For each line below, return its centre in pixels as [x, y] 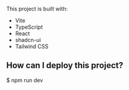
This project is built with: [37, 9]
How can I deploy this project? [65, 65]
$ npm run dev [25, 80]
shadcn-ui [28, 40]
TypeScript [29, 27]
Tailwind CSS [32, 46]
